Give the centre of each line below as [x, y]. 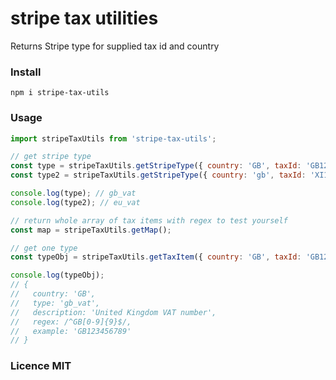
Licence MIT [41, 366]
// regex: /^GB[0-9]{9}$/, [71, 322]
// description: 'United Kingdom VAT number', [113, 312]
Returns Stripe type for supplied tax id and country [115, 46]
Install [26, 72]
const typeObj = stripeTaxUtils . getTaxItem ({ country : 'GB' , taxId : [156, 257]
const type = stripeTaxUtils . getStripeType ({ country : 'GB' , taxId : [156, 166]
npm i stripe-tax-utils [60, 93]
